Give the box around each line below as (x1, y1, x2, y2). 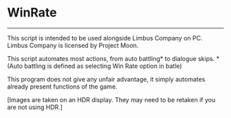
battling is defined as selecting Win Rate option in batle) (23, 62, 182, 70)
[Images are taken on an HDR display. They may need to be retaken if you (7, 95, 216, 104)
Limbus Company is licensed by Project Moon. (7, 41, 139, 49)
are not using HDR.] (7, 103, 63, 111)
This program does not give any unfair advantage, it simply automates (7, 75, 206, 83)
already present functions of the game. (7, 82, 118, 91)
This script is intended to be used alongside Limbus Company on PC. (7, 34, 203, 42)
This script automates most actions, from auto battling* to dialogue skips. (7, 54, 215, 62)
